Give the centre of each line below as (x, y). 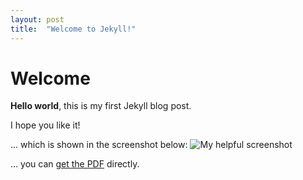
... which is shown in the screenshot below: (99, 145)
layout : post (37, 19)
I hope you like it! (45, 125)
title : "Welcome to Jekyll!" (73, 29)
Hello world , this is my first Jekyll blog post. (101, 106)
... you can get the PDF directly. (75, 164)
